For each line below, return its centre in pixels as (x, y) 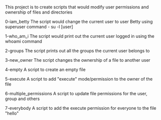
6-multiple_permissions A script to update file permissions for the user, (76, 94)
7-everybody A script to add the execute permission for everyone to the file (81, 108)
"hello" (12, 113)
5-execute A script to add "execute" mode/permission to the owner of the (79, 79)
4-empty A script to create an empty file (45, 69)
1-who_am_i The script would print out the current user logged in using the (80, 36)
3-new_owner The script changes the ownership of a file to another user (78, 60)
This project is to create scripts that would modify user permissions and (77, 7)
